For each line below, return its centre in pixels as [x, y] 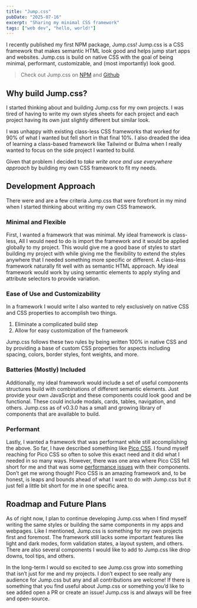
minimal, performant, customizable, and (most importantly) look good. [91, 64]
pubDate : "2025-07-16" [34, 17]
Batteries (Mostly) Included [46, 370]
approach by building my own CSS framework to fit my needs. [81, 168]
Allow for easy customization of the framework [71, 331]
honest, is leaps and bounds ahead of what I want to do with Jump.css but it [98, 480]
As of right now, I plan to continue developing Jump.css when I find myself [96, 518]
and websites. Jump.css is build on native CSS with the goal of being [90, 57]
